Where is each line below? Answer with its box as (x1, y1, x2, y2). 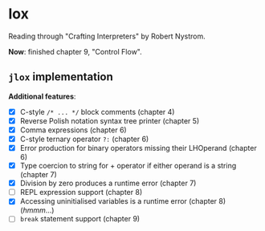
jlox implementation (8, 70, 114, 84)
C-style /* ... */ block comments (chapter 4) (19, 107, 175, 116)
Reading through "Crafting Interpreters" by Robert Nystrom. (8, 31, 206, 41)
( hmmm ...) (19, 205, 55, 215)
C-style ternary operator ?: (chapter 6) (19, 134, 149, 144)
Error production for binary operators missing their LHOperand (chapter (19, 144, 257, 152)
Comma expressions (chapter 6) (19, 125, 127, 135)
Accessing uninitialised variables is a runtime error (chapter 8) (19, 197, 226, 206)
